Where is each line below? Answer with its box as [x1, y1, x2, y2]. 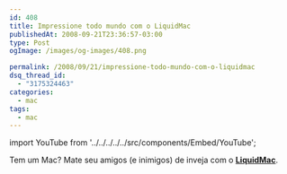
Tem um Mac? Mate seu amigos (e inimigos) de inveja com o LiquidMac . [9, 154, 279, 166]
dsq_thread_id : [9, 71, 67, 81]
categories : [9, 87, 54, 97]
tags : [9, 104, 30, 113]
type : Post [9, 38, 50, 48]
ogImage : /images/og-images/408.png [9, 47, 147, 56]
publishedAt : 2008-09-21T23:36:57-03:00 [9, 30, 164, 39]
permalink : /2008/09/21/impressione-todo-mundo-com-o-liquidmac [9, 63, 256, 72]
